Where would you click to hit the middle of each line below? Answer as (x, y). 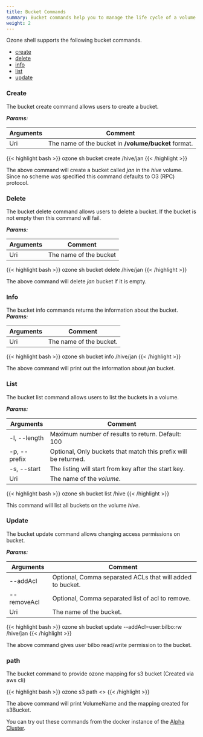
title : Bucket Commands (36, 12)
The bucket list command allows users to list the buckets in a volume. (93, 397)
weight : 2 (19, 23)
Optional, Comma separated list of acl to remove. (121, 598)
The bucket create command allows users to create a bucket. (82, 106)
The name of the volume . (85, 478)
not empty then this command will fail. (54, 217)
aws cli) (16, 680)
